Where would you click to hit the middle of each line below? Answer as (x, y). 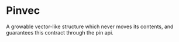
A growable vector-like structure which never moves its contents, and (90, 26)
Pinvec (23, 11)
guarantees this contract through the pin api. (60, 32)
